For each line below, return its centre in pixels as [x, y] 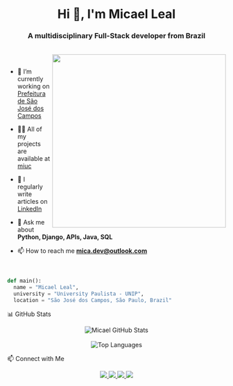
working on [33, 87]
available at [34, 159]
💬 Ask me [31, 222]
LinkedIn [29, 209]
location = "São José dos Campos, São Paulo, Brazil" [93, 301]
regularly [30, 187]
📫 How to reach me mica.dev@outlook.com [82, 251]
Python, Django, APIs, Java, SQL [65, 237]
